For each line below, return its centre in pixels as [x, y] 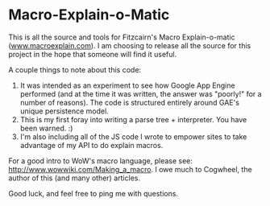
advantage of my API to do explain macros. [91, 145]
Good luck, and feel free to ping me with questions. [93, 193]
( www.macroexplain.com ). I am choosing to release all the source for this [130, 45]
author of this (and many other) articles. [75, 178]
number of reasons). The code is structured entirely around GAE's [130, 102]
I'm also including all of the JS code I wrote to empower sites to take [133, 136]
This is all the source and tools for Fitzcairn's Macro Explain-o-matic [122, 37]
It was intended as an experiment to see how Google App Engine [127, 85]
